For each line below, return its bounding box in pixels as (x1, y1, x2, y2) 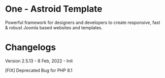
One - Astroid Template (5, 3, 102, 15)
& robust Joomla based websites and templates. (5, 24, 103, 30)
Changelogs (5, 42, 56, 53)
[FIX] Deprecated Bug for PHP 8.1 (5, 67, 73, 73)
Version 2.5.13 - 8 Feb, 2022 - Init (5, 58, 73, 64)
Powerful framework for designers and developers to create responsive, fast (5, 19, 160, 25)
